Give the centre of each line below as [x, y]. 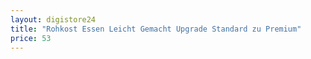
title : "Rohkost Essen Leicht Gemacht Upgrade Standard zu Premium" [156, 29]
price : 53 [31, 38]
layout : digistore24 [53, 19]
